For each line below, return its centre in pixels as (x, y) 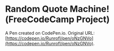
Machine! (89, 9)
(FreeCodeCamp (40, 19)
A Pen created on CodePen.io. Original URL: (50, 33)
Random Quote (36, 9)
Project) (93, 19)
